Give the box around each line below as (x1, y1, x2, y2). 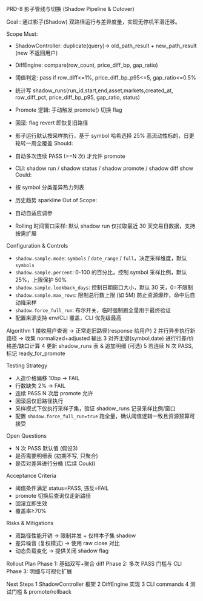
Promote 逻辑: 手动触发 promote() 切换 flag (15, 106, 122, 114)
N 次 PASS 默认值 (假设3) (15, 445, 78, 452)
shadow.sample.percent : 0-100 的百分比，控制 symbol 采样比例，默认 (15, 269, 187, 276)
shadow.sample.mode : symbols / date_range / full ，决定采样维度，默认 (15, 254, 187, 262)
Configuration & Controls (6, 242, 68, 249)
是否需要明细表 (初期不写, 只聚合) (15, 452, 98, 460)
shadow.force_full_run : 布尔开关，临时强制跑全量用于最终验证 (15, 307, 171, 314)
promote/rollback (28, 588, 72, 595)
